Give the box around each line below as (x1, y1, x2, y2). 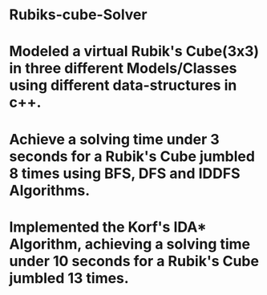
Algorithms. (9, 181, 91, 200)
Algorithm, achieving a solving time (9, 235, 251, 253)
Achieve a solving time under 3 (9, 130, 220, 148)
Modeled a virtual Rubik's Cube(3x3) (9, 42, 260, 61)
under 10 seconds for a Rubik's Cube (9, 252, 260, 270)
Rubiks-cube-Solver (9, 6, 148, 24)
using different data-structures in (9, 76, 237, 95)
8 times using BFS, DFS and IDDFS (9, 164, 241, 182)
